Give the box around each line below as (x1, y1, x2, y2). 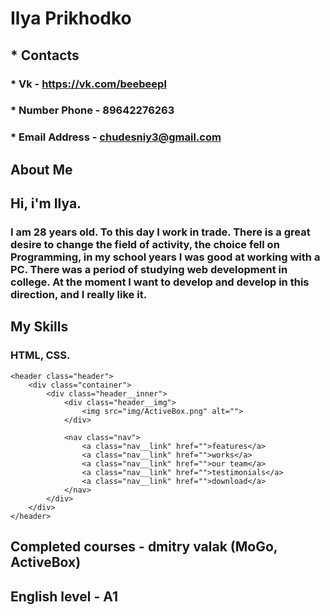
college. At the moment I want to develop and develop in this (10, 275, 310, 289)
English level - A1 (10, 588, 118, 605)
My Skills (10, 318, 69, 336)
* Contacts (10, 47, 80, 64)
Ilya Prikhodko (10, 7, 132, 30)
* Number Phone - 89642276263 (10, 103, 175, 117)
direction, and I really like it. (10, 288, 148, 302)
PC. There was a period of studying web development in (10, 263, 288, 277)
